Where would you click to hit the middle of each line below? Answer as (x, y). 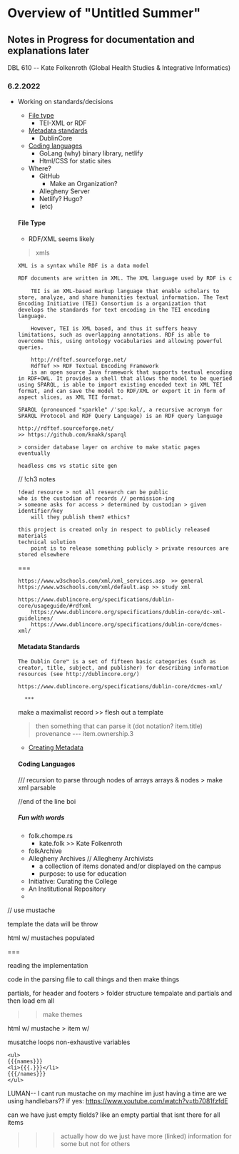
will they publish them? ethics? (81, 517)
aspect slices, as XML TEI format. (71, 397)
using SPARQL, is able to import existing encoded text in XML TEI (120, 385)
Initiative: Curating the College (73, 881)
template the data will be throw (53, 924)
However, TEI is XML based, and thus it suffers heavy (114, 329)
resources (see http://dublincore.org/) (78, 674)
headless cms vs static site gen (67, 466)
